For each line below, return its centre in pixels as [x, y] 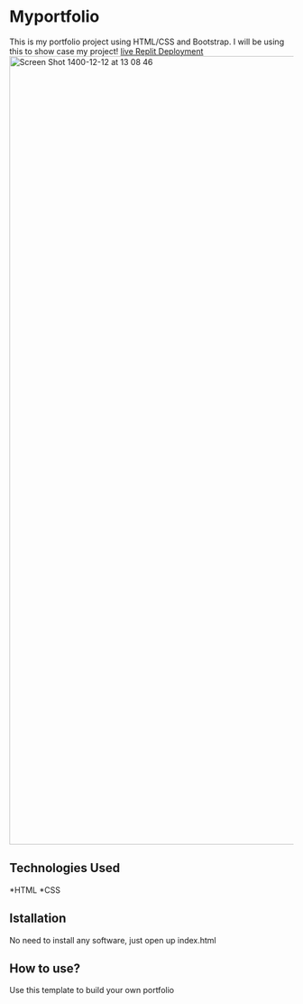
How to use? [45, 968]
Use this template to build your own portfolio [92, 990]
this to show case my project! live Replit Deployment [106, 51]
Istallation [38, 919]
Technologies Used [64, 868]
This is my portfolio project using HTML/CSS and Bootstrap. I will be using [147, 42]
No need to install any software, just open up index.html [113, 940]
